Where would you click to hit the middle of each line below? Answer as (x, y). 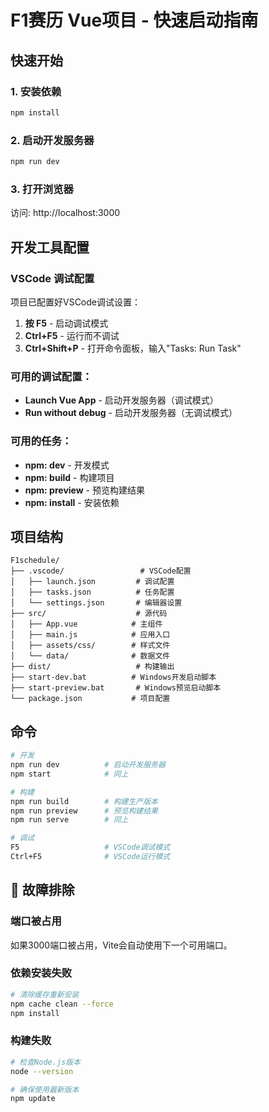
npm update (33, 1099)
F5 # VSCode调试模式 (90, 847)
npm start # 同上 (69, 774)
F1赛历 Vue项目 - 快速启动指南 (134, 20)
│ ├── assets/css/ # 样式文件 (90, 646)
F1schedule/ (35, 561)
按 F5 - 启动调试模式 (66, 323)
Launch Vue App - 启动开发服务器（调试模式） (121, 400)
